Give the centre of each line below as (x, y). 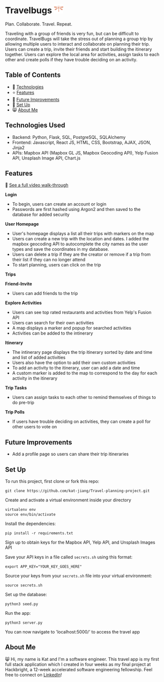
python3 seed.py (22, 604)
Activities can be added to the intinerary (52, 333)
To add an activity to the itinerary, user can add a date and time (76, 368)
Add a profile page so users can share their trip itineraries (70, 454)
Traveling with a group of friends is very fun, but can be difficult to (72, 33)
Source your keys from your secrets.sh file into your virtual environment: (79, 576)
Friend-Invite (19, 284)
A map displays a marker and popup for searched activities (71, 328)
